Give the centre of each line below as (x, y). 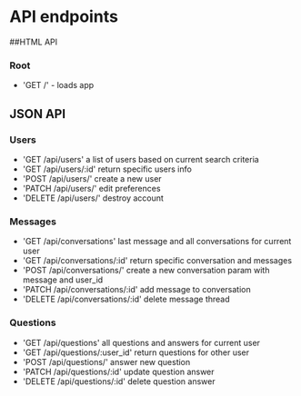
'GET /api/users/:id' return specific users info (107, 169)
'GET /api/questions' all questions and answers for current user (141, 342)
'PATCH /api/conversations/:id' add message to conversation (137, 290)
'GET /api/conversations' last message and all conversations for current (157, 242)
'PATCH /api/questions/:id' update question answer (119, 371)
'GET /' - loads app (58, 85)
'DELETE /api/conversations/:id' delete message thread (126, 299)
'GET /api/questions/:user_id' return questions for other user (136, 352)
